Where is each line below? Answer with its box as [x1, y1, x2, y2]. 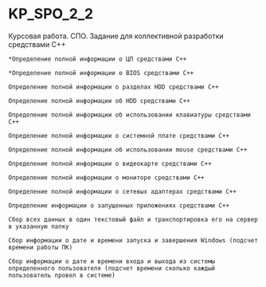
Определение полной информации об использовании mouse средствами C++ [8, 145, 248, 154]
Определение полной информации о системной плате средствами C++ [8, 132, 229, 140]
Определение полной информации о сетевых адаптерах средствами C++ [8, 187, 237, 195]
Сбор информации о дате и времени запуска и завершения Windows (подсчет [8, 236, 259, 244]
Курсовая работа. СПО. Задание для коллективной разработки [8, 31, 225, 41]
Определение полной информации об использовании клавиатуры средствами [8, 111, 251, 119]
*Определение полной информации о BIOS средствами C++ [8, 69, 194, 77]
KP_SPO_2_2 [8, 5, 94, 23]
